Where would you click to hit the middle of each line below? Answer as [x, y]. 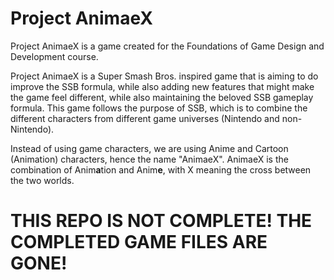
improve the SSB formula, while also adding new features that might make [162, 86]
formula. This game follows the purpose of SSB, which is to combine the [159, 108]
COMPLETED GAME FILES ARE [139, 242]
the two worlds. [42, 180]
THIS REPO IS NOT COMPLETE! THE [161, 221]
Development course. [54, 56]
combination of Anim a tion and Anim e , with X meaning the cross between [161, 169]
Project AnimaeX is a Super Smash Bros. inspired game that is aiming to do [164, 76]
